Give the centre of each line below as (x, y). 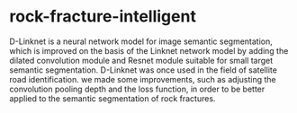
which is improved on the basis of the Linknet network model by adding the (149, 50)
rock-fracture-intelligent (103, 17)
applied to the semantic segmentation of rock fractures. (112, 98)
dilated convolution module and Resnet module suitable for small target (141, 60)
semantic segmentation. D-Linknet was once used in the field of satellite (143, 70)
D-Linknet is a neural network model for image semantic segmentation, (141, 41)
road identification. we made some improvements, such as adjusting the (143, 79)
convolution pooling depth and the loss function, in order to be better (137, 89)
